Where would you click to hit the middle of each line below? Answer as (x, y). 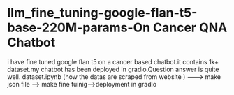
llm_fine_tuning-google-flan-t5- (102, 13)
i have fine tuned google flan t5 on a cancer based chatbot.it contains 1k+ (113, 61)
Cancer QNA (190, 28)
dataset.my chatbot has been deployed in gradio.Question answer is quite (113, 69)
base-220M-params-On (79, 28)
